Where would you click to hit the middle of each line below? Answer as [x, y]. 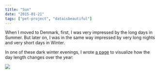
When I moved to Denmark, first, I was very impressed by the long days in [79, 33]
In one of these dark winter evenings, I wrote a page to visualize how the [78, 52]
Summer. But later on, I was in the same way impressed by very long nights [80, 37]
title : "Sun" [18, 9]
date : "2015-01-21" [25, 14]
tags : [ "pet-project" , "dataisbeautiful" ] [48, 18]
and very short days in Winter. [35, 43]
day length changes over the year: [39, 57]
